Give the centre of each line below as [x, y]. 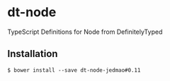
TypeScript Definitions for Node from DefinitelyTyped [85, 32]
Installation [33, 54]
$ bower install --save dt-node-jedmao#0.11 [74, 70]
